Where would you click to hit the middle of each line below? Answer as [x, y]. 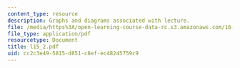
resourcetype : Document [43, 40]
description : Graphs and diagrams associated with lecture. [99, 21]
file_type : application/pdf [49, 34]
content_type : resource [43, 14]
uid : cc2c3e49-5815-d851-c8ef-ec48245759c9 [73, 54]
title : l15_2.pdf [33, 47]
